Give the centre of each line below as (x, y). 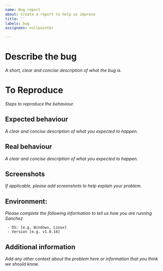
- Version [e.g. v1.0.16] (34, 232)
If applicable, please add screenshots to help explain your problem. (73, 186)
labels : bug (17, 23)
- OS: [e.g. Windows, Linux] (37, 228)
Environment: (26, 201)
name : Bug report (23, 10)
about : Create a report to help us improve (50, 14)
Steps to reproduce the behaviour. (40, 104)
